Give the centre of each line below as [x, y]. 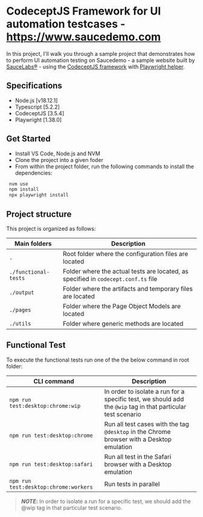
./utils [20, 324]
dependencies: [34, 173]
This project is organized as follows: [51, 228]
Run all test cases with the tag [147, 424]
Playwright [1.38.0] [38, 120]
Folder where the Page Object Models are [122, 306]
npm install [24, 189]
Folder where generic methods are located [123, 324]
